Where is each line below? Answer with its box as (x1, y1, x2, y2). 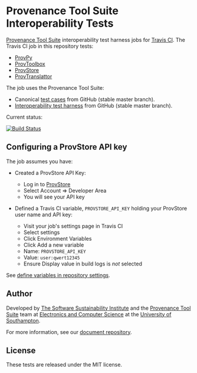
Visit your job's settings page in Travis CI (23, 222, 123, 229)
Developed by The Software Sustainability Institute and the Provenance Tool (6, 304, 191, 312)
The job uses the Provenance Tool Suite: (6, 84, 104, 91)
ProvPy (14, 54, 32, 61)
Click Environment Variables (23, 235, 92, 242)
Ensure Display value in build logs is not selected (23, 260, 143, 267)
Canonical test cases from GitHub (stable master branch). (14, 96, 155, 103)
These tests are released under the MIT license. (6, 361, 123, 368)
